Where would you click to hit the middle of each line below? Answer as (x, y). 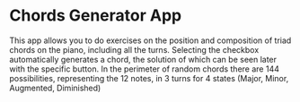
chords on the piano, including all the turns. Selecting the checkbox (134, 49)
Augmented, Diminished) (55, 88)
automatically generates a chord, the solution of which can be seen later (143, 59)
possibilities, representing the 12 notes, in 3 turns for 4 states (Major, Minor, (149, 78)
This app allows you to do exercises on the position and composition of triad (150, 40)
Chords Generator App (96, 16)
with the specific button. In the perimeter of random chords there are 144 (145, 69)
